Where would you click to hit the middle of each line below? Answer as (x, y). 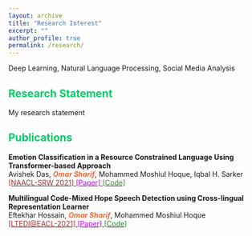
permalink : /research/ (46, 46)
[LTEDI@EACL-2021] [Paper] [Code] (68, 223)
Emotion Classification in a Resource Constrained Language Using (121, 157)
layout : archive (35, 16)
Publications (41, 138)
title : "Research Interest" (55, 23)
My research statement (47, 112)
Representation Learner (49, 206)
